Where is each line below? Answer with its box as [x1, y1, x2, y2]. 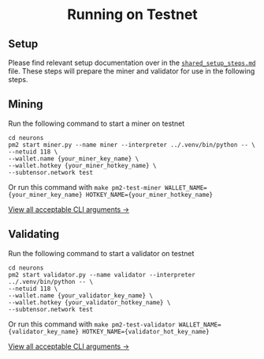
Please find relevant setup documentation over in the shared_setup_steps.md [8, 58, 256, 67]
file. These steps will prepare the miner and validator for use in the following [8, 66, 255, 76]
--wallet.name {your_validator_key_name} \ [8, 291, 154, 300]
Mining [8, 97, 43, 111]
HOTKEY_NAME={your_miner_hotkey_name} [85, 191, 214, 198]
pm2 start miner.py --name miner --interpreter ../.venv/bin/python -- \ [8, 141, 256, 149]
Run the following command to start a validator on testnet [8, 248, 195, 258]
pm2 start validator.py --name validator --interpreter [8, 270, 195, 278]
